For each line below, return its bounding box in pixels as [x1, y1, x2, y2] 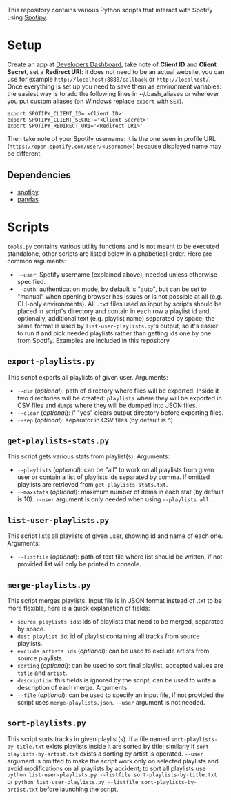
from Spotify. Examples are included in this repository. [17, 336, 171, 344]
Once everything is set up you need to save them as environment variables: [7, 82, 222, 91]
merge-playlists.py [7, 580, 91, 590]
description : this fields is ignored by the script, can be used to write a [17, 676, 217, 684]
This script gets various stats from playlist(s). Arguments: [7, 452, 170, 461]
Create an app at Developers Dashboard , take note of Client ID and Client [7, 60, 217, 68]
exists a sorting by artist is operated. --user [79, 750, 203, 758]
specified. [17, 277, 46, 286]
